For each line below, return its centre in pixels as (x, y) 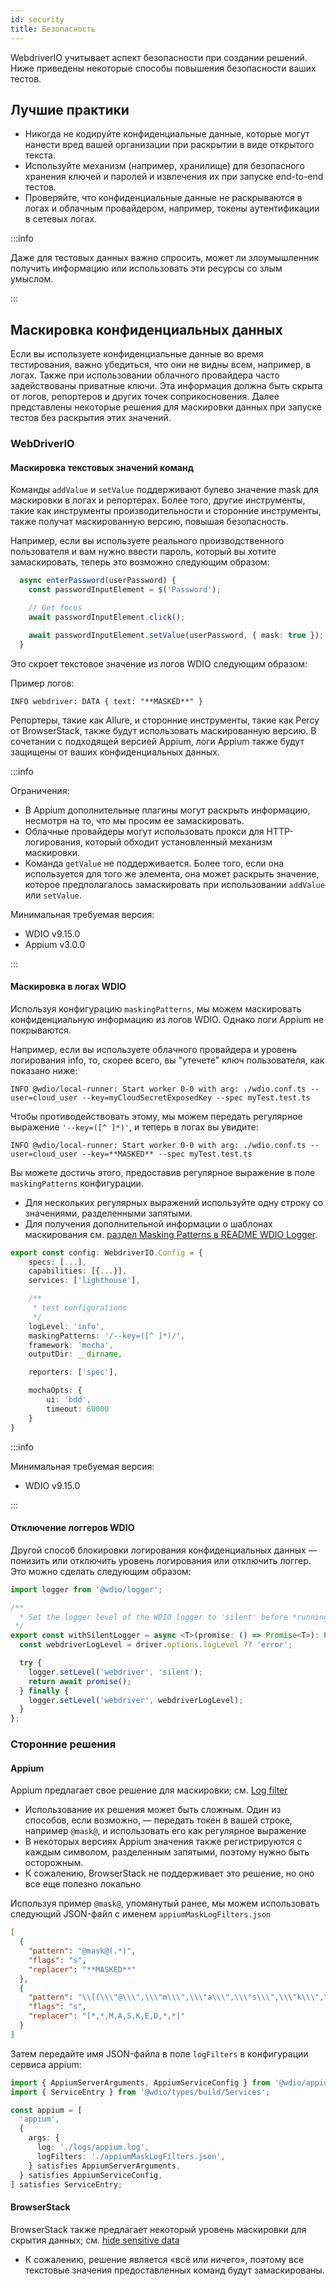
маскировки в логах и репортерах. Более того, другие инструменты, (158, 500)
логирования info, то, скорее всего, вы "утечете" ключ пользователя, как (167, 1060)
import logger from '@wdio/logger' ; (86, 1589)
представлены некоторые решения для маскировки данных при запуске (166, 407)
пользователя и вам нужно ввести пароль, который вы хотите (143, 552)
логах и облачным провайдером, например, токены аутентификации (172, 208)
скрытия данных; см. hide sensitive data (95, 2240)
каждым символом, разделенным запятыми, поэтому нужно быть (167, 1852)
